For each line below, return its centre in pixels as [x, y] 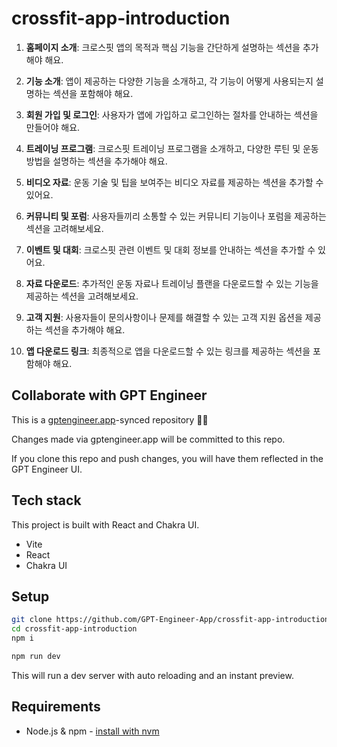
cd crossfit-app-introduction [74, 629]
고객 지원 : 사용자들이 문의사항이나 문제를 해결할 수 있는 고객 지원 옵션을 [164, 317]
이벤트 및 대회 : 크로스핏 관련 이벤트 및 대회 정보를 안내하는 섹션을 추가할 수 [170, 249]
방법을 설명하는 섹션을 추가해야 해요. [96, 161]
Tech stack [46, 500]
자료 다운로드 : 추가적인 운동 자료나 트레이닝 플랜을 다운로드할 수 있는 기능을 [172, 283]
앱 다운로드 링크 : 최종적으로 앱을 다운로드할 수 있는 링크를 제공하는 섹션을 [168, 351]
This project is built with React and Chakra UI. [105, 524]
